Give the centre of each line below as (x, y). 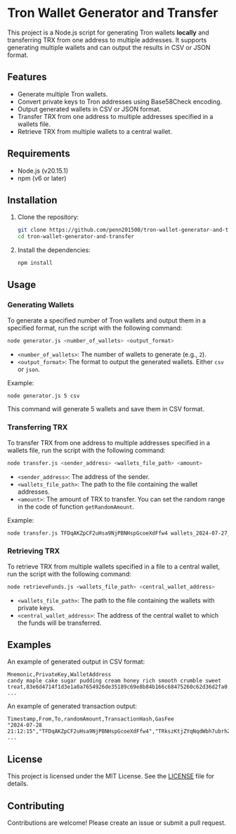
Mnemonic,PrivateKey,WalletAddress (59, 675)
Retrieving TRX (34, 551)
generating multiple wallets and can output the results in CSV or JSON (109, 47)
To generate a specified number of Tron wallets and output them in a (106, 320)
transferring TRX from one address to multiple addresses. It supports (107, 39)
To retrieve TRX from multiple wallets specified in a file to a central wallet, (114, 566)
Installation (32, 200)
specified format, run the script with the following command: (95, 328)
